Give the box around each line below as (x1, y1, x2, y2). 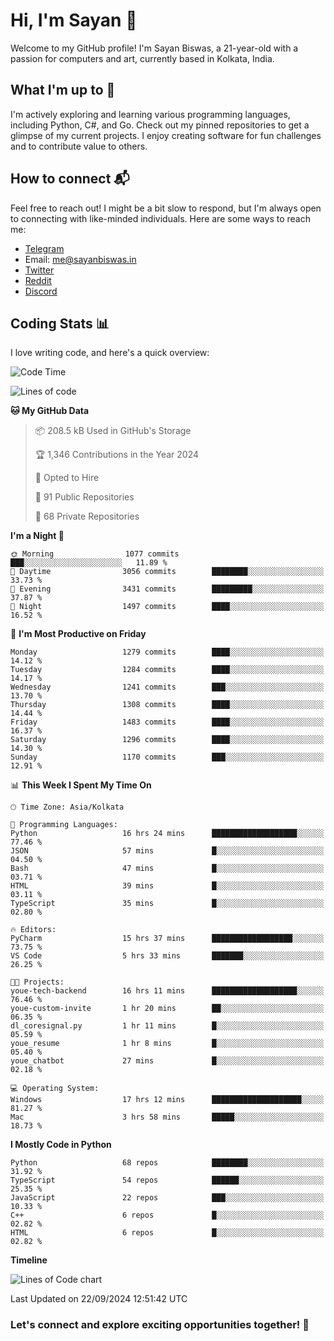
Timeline (10, 1254, 48, 1266)
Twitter (24, 264, 55, 276)
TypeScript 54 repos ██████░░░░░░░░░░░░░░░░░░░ (10, 1175, 325, 1186)
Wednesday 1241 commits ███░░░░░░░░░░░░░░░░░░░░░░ (10, 682, 325, 693)
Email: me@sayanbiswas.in (24, 253, 137, 265)
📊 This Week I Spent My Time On (10, 779, 152, 791)
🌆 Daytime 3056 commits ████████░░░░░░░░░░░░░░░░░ (10, 567, 325, 577)
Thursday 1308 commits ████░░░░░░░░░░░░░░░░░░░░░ (10, 700, 325, 710)
